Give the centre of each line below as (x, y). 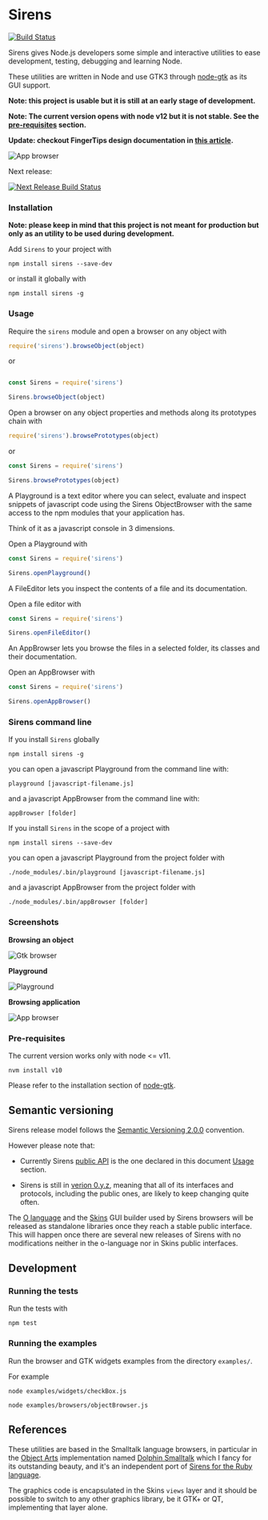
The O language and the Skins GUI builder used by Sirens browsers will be (131, 1218)
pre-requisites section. (47, 124)
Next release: (30, 171)
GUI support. (29, 85)
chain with (25, 421)
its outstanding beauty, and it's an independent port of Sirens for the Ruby (130, 1466)
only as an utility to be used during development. (91, 233)
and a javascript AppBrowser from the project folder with (102, 887)
